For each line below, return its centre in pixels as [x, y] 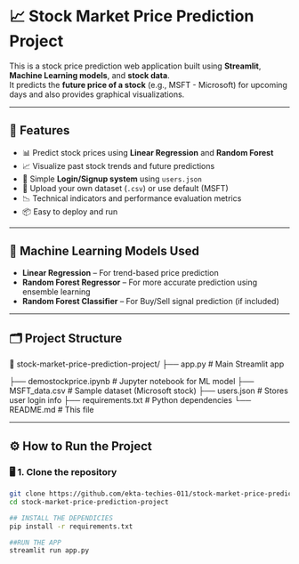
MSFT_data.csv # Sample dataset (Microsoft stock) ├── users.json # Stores [149, 391]
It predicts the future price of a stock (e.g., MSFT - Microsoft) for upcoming [148, 85]
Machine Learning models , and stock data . [90, 75]
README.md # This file [52, 410]
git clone [28, 494]
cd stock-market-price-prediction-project [89, 502]
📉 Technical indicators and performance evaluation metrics [132, 198]
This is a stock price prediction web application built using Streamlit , [135, 66]
